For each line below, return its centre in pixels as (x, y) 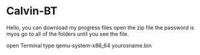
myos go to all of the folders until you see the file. (67, 33)
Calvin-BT (32, 11)
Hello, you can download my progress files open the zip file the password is (100, 27)
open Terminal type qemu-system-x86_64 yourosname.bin (79, 45)
